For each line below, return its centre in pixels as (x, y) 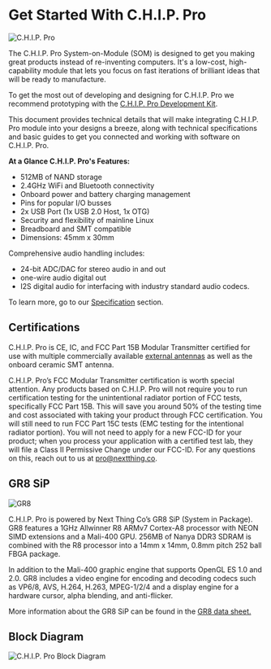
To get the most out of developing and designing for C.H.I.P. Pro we (121, 94)
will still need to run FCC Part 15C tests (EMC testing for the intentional (126, 423)
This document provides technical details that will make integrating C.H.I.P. (133, 119)
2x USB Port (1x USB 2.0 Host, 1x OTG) (85, 211)
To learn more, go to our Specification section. (86, 302)
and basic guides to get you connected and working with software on (125, 137)
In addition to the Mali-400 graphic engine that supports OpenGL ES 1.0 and (135, 569)
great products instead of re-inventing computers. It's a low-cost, (118, 62)
